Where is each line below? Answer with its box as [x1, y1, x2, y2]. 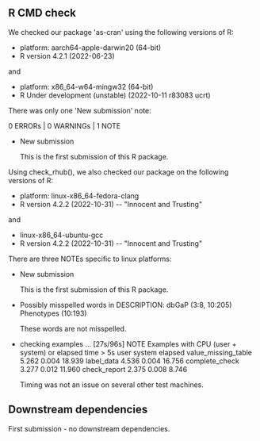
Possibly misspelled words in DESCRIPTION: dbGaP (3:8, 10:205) [19, 300, 232, 309]
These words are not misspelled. [19, 324, 127, 333]
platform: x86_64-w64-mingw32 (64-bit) [19, 82, 154, 91]
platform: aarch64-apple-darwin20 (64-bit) [19, 43, 162, 52]
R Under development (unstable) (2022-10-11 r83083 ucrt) [19, 90, 212, 100]
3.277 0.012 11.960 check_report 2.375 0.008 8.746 [19, 364, 188, 374]
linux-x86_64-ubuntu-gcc [19, 230, 104, 240]
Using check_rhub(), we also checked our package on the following [8, 167, 229, 177]
